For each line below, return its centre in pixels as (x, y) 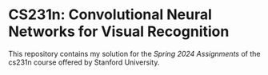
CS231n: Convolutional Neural (110, 15)
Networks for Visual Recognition (119, 32)
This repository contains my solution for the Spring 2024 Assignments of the (134, 53)
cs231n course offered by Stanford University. (84, 62)
